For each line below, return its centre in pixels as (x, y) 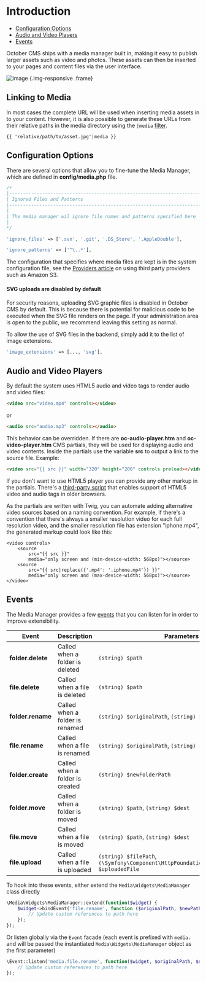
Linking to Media (39, 97)
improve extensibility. (33, 621)
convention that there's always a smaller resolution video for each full (94, 519)
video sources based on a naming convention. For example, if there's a (96, 512)
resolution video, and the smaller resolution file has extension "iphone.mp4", (103, 525)
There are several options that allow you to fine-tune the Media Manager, (99, 170)
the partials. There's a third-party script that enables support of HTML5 (97, 487)
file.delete (25, 687)
